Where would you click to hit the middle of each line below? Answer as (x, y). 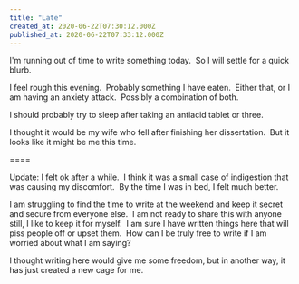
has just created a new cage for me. (77, 270)
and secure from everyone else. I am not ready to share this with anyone (146, 214)
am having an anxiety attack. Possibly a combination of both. (124, 97)
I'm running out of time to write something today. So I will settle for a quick (149, 61)
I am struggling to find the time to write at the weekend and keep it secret (146, 204)
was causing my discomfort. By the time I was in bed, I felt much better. (144, 187)
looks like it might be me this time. (73, 142)
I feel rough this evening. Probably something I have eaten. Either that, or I (150, 88)
